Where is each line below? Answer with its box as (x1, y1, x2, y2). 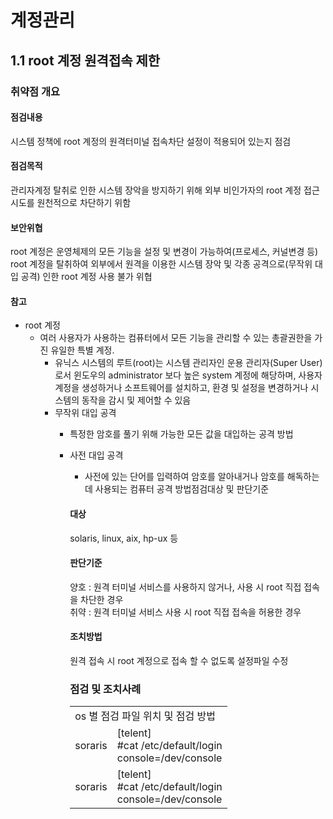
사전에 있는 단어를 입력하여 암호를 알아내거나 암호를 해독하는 (84, 471, 320, 483)
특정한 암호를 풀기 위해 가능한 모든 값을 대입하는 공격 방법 (69, 428, 294, 440)
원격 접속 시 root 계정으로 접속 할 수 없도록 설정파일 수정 (69, 654, 289, 666)
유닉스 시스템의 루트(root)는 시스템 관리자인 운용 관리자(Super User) (54, 357, 323, 369)
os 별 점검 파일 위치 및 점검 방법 (74, 709, 216, 723)
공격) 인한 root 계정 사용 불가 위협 (20, 271, 153, 283)
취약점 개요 (10, 84, 61, 98)
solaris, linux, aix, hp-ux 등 (69, 532, 179, 544)
